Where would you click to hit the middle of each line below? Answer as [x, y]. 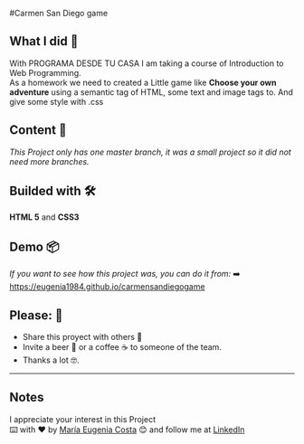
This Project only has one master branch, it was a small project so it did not [150, 152]
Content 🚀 [38, 130]
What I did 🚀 [44, 41]
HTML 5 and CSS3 [44, 217]
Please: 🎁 [36, 315]
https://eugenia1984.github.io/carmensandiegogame [107, 287]
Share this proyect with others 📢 [82, 337]
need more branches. [49, 161]
